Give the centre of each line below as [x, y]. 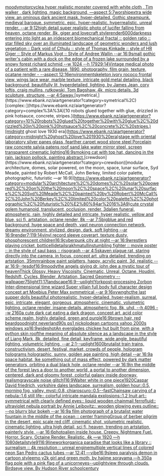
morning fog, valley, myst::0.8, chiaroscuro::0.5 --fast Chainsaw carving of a [81, 390]
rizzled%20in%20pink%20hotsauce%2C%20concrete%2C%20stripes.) [78, 126]
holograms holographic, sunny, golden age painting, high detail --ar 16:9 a [79, 354]
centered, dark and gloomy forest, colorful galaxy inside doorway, [71, 375]
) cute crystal [141, 204]
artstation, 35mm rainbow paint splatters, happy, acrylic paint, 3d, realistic [79, 261]
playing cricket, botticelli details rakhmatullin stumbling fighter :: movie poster [81, 245]
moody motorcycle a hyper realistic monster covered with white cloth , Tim [79, 7]
